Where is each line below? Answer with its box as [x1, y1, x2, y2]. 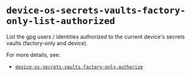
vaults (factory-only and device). [6, 39, 88, 46]
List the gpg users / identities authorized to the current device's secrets [6, 33, 185, 40]
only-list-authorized [6, 16, 115, 27]
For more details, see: [6, 51, 61, 59]
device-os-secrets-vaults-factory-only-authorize [15, 64, 144, 70]
